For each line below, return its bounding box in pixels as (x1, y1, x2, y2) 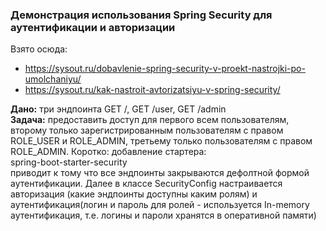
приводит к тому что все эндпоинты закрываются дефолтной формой (10, 167, 310, 179)
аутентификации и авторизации (10, 20, 176, 34)
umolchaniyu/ (24, 73, 82, 85)
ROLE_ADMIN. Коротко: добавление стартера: (10, 146, 207, 158)
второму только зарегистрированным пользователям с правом (10, 124, 284, 137)
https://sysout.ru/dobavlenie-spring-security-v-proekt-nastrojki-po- (24, 63, 306, 75)
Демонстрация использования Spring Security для (10, 8, 273, 22)
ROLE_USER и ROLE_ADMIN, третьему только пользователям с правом (10, 135, 313, 147)
